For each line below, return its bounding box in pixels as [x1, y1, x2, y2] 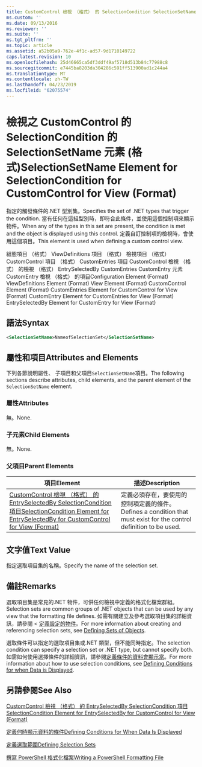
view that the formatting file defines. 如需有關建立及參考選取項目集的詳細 [6, 612, 188, 619]
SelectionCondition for [6, 174, 122, 188]
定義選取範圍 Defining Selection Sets [6, 740, 96, 748]
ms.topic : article [6, 43, 52, 49]
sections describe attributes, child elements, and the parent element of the [6, 377, 191, 384]
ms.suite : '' [6, 31, 39, 37]
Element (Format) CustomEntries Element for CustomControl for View [6, 286, 178, 293]
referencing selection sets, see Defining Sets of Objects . [6, 626, 146, 634]
